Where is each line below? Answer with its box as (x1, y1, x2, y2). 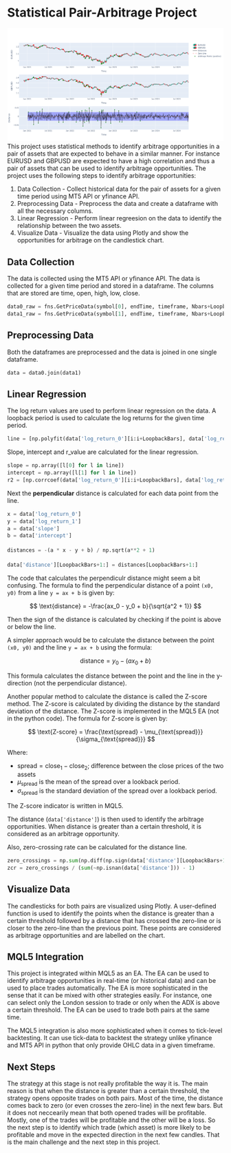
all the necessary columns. (16, 207, 93, 215)
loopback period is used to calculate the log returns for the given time (7, 414, 205, 422)
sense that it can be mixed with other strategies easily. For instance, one (7, 991, 212, 999)
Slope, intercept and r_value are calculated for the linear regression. (7, 448, 199, 456)
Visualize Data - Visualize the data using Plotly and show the (16, 229, 189, 237)
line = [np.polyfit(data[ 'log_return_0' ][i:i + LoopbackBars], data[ (7, 435, 205, 442)
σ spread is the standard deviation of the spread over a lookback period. (16, 787, 218, 796)
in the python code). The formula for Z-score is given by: (7, 714, 168, 723)
